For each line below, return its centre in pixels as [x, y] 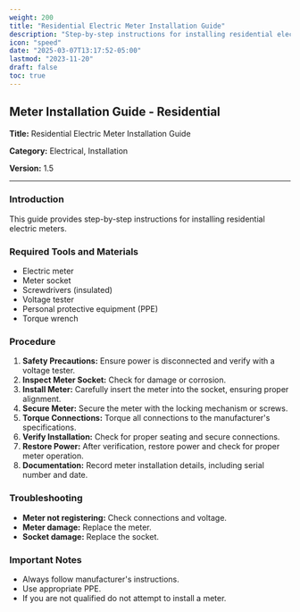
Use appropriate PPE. [62, 589]
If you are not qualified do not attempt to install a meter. [124, 599]
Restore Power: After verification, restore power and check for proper [151, 447]
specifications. [49, 428]
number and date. [55, 475]
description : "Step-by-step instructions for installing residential [142, 34]
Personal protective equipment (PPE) [90, 309]
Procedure [33, 342]
